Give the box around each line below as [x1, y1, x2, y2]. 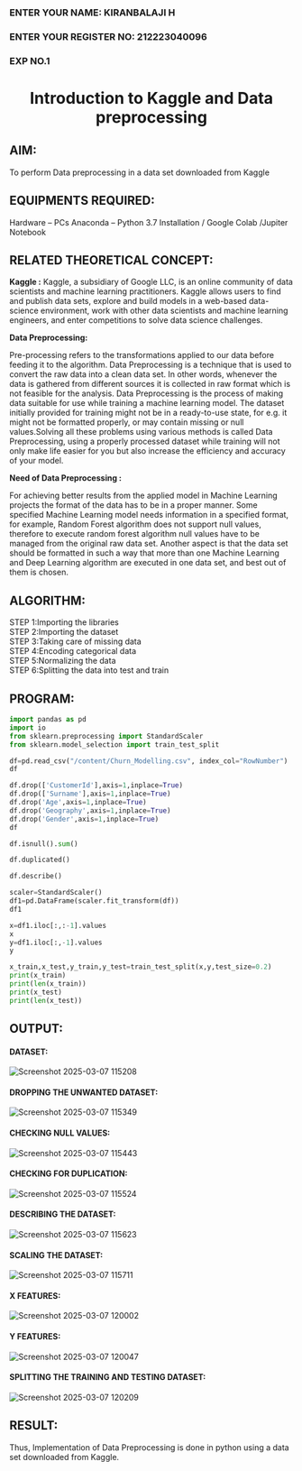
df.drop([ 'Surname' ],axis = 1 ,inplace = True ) [9, 789, 171, 799]
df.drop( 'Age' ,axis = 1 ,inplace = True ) [9, 798, 147, 807]
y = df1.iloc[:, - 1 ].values [9, 938, 103, 947]
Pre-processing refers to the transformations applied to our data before [9, 350, 275, 361]
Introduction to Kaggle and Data [30, 87, 273, 108]
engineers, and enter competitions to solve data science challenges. [9, 315, 263, 326]
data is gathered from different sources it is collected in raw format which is [9, 379, 291, 390]
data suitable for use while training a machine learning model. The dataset [9, 398, 285, 409]
